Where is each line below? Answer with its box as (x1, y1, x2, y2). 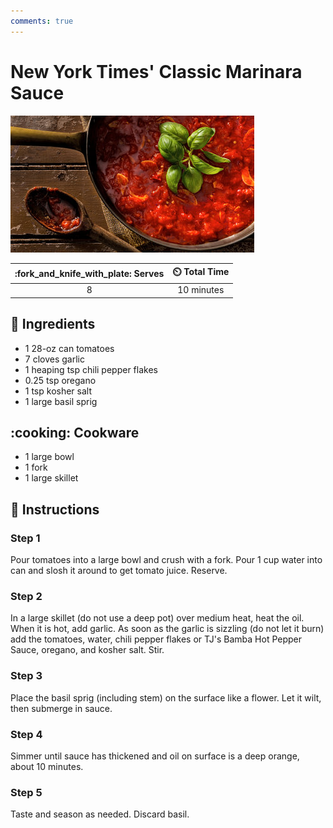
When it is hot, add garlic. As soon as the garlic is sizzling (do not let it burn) (10, 623, 325, 635)
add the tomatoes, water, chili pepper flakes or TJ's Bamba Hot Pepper (10, 633, 303, 645)
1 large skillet (24, 472, 79, 484)
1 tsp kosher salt (24, 385, 92, 397)
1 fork (24, 461, 48, 474)
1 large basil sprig (24, 395, 98, 407)
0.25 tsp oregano (24, 374, 97, 386)
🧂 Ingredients (10, 316, 96, 333)
